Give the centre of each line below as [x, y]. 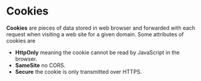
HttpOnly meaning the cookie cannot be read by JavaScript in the [97, 52]
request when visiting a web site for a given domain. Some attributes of [95, 34]
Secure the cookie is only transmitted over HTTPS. [78, 71]
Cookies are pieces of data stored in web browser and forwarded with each [101, 28]
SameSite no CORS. [40, 65]
